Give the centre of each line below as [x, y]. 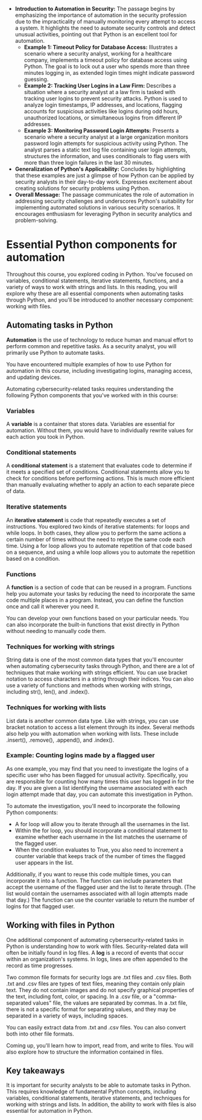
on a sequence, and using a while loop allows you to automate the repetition [101, 552]
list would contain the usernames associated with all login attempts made [97, 893]
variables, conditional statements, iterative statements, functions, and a [95, 281]
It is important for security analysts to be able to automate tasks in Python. [99, 1085]
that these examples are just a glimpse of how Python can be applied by [104, 175]
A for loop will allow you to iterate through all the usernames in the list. [102, 824]
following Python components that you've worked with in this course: [92, 395]
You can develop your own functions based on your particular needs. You [97, 618]
